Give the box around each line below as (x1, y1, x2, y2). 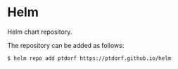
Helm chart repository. (7, 27, 72, 36)
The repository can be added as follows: (7, 41, 125, 49)
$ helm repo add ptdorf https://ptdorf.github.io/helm (7, 54, 172, 62)
